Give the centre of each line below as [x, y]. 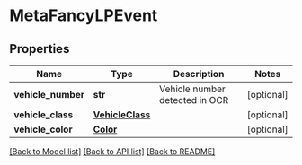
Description [199, 74]
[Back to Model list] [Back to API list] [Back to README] [112, 152]
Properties [40, 49]
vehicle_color [43, 129]
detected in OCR [194, 100]
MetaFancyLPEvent [84, 16]
